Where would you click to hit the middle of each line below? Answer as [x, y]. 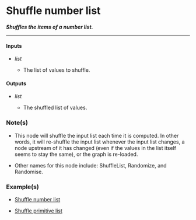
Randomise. [29, 172]
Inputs [14, 46]
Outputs [16, 83]
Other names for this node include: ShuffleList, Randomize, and [91, 165]
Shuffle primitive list [38, 211]
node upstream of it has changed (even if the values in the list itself [95, 148]
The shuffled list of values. [55, 108]
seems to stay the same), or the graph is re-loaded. [76, 154]
